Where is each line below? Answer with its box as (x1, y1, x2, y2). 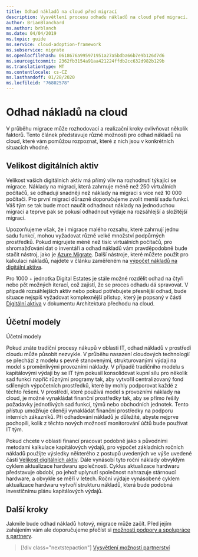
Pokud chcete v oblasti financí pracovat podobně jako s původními (6, 437, 168, 444)
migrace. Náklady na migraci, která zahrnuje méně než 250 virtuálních (6, 183, 177, 190)
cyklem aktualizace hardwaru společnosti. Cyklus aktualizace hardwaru (6, 462, 180, 470)
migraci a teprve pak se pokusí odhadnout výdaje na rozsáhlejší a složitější (6, 208, 187, 215)
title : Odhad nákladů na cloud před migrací (6, 8, 117, 15)
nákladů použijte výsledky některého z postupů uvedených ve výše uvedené (6, 449, 192, 457)
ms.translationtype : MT (6, 63, 65, 70)
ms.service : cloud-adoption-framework (6, 42, 101, 48)
